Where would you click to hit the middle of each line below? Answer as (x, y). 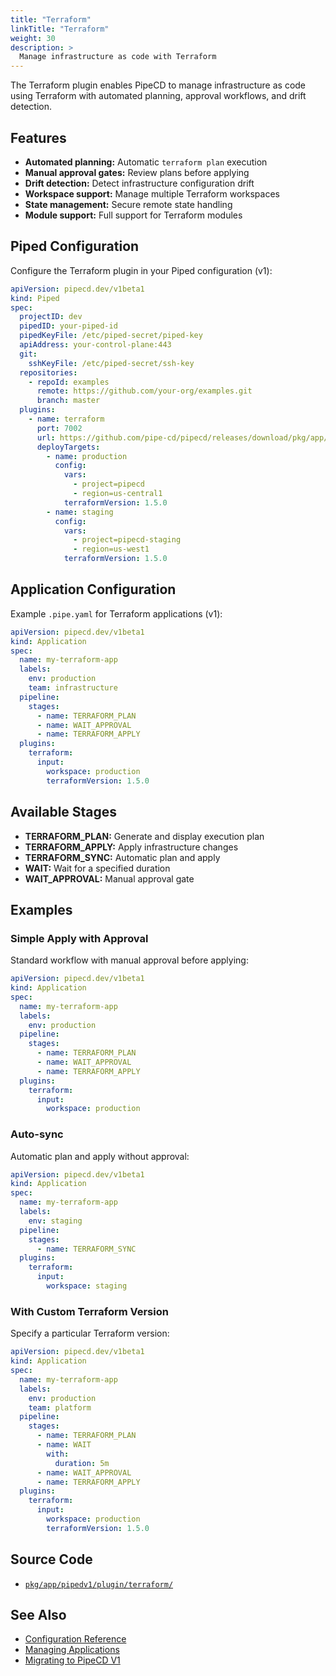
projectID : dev (51, 317)
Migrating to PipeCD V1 (72, 1660)
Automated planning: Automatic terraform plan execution (146, 162)
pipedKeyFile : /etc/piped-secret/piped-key (111, 336)
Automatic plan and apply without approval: (100, 1156)
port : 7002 (59, 428)
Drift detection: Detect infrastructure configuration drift (139, 183)
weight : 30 (33, 38)
